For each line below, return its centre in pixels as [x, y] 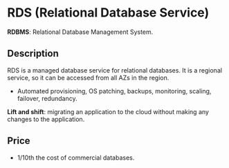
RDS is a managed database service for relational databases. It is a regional [115, 70]
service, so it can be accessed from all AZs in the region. [88, 77]
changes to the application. [46, 119]
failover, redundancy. [47, 98]
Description [33, 54]
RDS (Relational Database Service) [108, 13]
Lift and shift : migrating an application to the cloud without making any [108, 111]
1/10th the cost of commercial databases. [76, 158]
